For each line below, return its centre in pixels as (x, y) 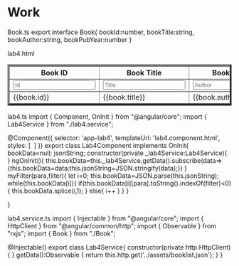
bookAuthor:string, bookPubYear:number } (70, 39)
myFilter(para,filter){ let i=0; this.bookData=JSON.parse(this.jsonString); (113, 176)
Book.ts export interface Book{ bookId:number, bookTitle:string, (101, 32)
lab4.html (21, 53)
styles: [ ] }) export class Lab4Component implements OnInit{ (98, 145)
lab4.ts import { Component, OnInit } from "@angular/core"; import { (107, 116)
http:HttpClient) (208, 247)
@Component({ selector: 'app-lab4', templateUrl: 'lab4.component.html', (114, 138)
